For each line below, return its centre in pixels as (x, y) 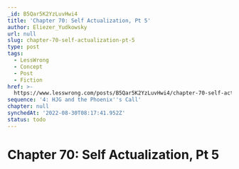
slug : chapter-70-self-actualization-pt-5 (71, 40)
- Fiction (28, 80)
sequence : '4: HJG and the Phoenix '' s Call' (74, 100)
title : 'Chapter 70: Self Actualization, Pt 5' (79, 21)
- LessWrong (32, 60)
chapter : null (28, 107)
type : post (23, 47)
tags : (15, 54)
